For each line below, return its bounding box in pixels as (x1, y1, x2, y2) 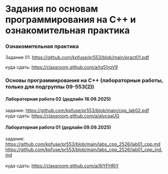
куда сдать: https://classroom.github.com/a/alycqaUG (5, 112, 120, 119)
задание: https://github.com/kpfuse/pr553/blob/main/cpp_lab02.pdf (5, 107, 149, 113)
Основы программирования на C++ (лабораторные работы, (5, 77, 163, 84)
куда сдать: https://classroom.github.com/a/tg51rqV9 (5, 64, 118, 70)
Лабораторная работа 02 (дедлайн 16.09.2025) (5, 96, 111, 102)
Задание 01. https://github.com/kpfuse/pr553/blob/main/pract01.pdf (5, 54, 149, 61)
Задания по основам (5, 3, 98, 15)
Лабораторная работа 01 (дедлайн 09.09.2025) (5, 124, 111, 130)
